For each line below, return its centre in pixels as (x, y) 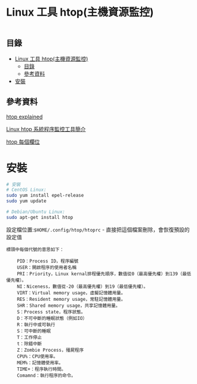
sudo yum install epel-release (45, 196)
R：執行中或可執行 (36, 324)
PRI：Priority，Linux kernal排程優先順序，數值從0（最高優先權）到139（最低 (104, 274)
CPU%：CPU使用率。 (38, 356)
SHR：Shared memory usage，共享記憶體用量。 (69, 306)
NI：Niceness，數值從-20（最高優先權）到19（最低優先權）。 (82, 287)
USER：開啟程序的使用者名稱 (47, 267)
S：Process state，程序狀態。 (51, 312)
